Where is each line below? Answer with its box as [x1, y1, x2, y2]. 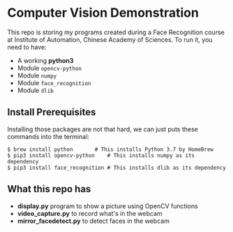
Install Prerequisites [7, 106, 96, 118]
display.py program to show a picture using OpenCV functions [17, 201, 199, 210]
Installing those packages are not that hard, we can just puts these [7, 124, 199, 133]
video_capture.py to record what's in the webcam [17, 209, 163, 217]
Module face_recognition [17, 78, 91, 87]
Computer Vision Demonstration [7, 5, 199, 21]
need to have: [7, 43, 47, 51]
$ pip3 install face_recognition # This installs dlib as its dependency [7, 164, 227, 171]
